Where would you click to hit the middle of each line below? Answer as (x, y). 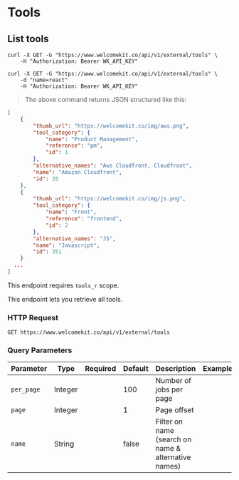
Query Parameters (40, 350)
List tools (28, 39)
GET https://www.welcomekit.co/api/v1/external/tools (89, 332)
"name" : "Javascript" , (67, 245)
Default (136, 369)
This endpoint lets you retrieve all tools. (65, 299)
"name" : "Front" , (71, 212)
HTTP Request (33, 317)
